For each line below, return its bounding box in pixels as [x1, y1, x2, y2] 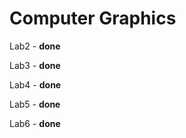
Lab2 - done [9, 40, 61, 52]
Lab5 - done [9, 98, 61, 110]
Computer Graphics [9, 7, 177, 30]
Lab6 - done [9, 117, 61, 129]
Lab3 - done [9, 59, 61, 71]
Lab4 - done [9, 78, 62, 91]
